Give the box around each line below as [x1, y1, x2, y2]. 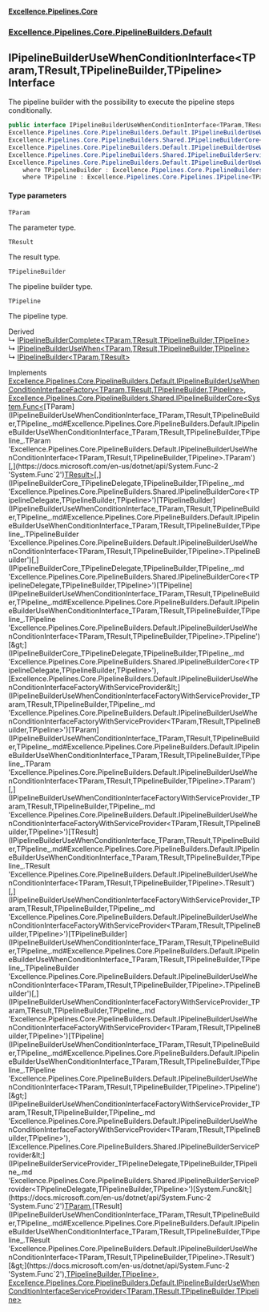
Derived [8, 327, 34, 336]
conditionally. [8, 106, 53, 115]
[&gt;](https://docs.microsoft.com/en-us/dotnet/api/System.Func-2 [8, 1261, 230, 1270]
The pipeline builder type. [8, 281, 94, 291]
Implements [8, 367, 47, 377]
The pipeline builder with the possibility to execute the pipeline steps [8, 97, 235, 107]
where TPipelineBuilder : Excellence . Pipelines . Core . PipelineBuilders [22, 166, 263, 174]
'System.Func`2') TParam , [8, 1201, 93, 1210]
